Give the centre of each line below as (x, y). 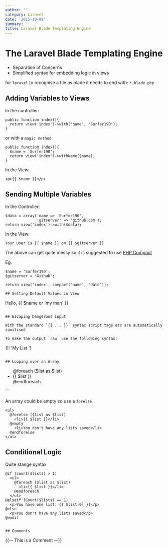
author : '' (17, 10)
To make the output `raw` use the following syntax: (61, 338)
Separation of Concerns (37, 67)
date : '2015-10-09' (26, 19)
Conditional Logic (33, 452)
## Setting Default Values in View (42, 293)
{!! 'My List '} (19, 348)
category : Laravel (24, 15)
